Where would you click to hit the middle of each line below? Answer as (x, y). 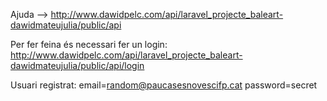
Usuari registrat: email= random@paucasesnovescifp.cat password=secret (164, 85)
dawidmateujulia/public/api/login (77, 65)
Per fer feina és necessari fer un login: (89, 44)
